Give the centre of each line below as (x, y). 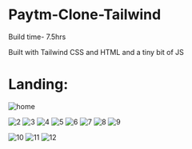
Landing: (38, 84)
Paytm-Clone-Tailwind (85, 15)
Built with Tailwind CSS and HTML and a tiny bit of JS (96, 52)
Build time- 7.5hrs (37, 37)
